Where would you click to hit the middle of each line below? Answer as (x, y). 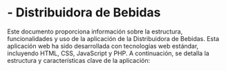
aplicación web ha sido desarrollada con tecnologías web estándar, (103, 46)
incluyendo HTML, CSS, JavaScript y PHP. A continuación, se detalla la (108, 53)
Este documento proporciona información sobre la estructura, (95, 31)
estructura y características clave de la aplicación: (79, 60)
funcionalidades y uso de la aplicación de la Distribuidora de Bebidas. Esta (113, 38)
